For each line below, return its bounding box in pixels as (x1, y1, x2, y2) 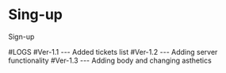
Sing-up (8, 6, 63, 24)
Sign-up (8, 32, 35, 41)
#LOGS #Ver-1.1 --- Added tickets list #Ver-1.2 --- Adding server (8, 47, 218, 56)
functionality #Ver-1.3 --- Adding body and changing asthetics (8, 56, 212, 65)
